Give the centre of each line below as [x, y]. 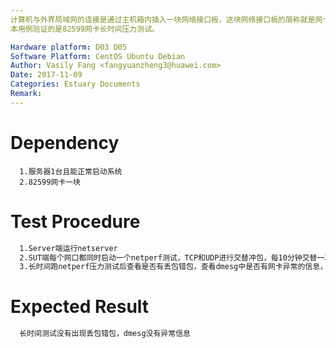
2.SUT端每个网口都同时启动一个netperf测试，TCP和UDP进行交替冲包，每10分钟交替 [168, 257]
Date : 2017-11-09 [46, 75]
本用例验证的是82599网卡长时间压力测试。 [85, 29]
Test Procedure [75, 221]
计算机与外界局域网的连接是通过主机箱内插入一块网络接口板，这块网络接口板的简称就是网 [166, 19]
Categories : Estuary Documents [75, 84]
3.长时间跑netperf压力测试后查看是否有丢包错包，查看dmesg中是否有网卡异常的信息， [173, 267]
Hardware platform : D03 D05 [69, 47]
